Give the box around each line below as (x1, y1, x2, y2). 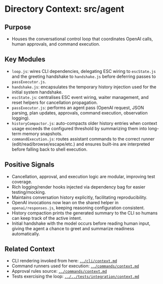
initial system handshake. (11, 89, 63, 95)
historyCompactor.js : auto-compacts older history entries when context (11, 120, 157, 126)
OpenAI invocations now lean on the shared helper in (11, 199, 119, 205)
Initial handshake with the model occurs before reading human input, (11, 220, 150, 226)
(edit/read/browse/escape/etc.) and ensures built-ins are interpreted (11, 141, 150, 147)
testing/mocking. (11, 189, 46, 195)
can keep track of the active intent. (11, 215, 82, 221)
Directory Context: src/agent (4, 3, 124, 15)
